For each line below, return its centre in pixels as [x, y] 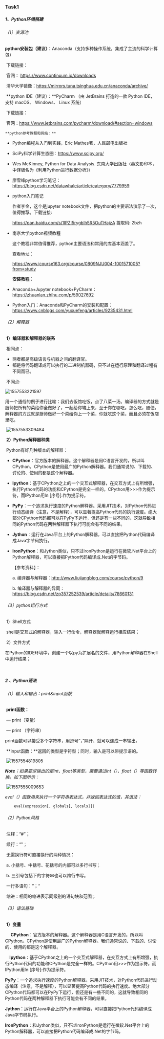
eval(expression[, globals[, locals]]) [54, 806]
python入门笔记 [28, 196]
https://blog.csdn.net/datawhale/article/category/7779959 [71, 186]
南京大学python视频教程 [36, 233]
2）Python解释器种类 [28, 440]
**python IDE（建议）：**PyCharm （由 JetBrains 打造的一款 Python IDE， [81, 96]
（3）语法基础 [19, 908]
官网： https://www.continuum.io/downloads [51, 75]
